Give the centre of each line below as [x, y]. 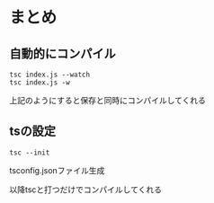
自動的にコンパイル [62, 53]
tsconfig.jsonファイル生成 [57, 170]
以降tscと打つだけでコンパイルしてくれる [85, 190]
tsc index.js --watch [50, 75]
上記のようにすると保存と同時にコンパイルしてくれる [108, 100]
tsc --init [30, 153]
